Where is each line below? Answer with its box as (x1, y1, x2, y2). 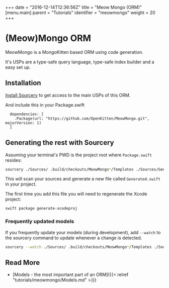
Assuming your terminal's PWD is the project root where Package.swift (5, 152, 152, 158)
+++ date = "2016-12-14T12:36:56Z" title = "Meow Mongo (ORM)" (5, 5, 142, 10)
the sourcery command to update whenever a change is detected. (5, 235, 142, 241)
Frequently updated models (5, 218, 74, 225)
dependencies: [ (10, 112, 44, 117)
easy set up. (5, 64, 31, 70)
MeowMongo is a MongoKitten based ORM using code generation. (5, 49, 143, 55)
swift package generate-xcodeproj (5, 206, 78, 211)
